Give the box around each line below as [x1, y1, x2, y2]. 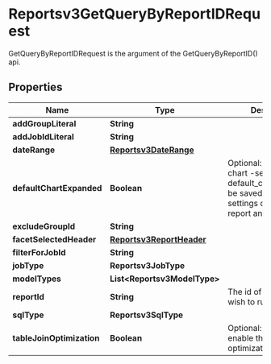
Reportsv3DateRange [110, 144, 194, 155]
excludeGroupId [12, 221, 76, 232]
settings [227, 197, 258, 209]
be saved [227, 187, 263, 198]
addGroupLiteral [12, 118, 77, 129]
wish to [227, 296, 256, 307]
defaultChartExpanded [12, 182, 102, 193]
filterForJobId [12, 246, 66, 258]
